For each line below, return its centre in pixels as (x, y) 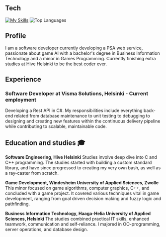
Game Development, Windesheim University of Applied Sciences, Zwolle (82, 183)
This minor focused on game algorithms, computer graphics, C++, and (78, 188)
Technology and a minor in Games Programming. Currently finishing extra (81, 58)
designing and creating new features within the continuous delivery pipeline (83, 121)
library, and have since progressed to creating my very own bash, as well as (83, 168)
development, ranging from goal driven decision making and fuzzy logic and (83, 199)
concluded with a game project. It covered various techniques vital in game (82, 193)
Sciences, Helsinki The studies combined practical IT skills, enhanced (77, 219)
